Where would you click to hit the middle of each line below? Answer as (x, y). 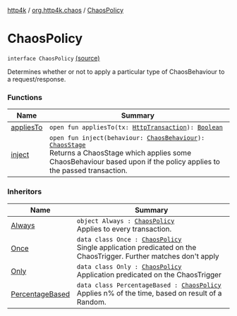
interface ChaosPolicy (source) (54, 58)
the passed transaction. (88, 170)
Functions (25, 97)
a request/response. (37, 79)
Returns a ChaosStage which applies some (120, 153)
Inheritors (25, 191)
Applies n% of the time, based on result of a (149, 293)
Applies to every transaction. (124, 229)
